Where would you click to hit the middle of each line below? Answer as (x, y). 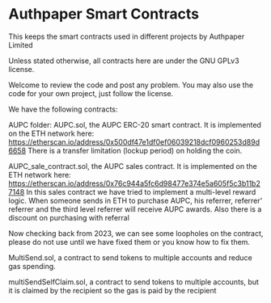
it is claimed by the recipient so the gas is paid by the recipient (112, 290)
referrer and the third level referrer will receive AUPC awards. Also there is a (135, 209)
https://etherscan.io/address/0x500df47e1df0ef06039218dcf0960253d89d (134, 141)
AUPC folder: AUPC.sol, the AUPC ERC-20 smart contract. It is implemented (135, 124)
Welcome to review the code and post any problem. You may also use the (131, 85)
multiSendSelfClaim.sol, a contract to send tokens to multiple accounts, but (133, 282)
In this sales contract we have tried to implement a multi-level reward (141, 191)
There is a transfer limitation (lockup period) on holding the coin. (135, 150)
